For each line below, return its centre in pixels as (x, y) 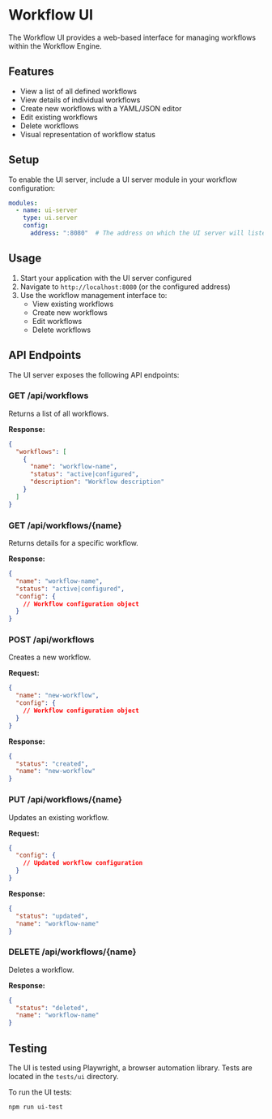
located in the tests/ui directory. (64, 1076)
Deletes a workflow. (41, 970)
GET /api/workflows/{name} (66, 525)
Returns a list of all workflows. (59, 413)
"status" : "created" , (52, 764)
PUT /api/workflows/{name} (66, 800)
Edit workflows (57, 321)
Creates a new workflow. (50, 657)
